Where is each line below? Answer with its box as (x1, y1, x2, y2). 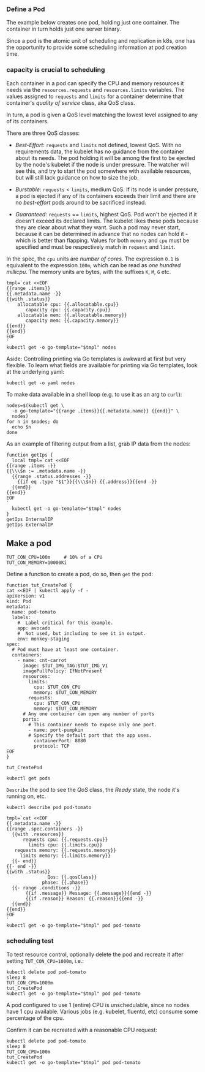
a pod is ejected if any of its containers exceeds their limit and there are (15, 192, 196, 199)
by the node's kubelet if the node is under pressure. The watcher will (15, 161, 189, 168)
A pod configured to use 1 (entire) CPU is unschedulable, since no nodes (6, 1001, 190, 1008)
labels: (12, 615, 32, 621)
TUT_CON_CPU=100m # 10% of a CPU (6, 554, 103, 561)
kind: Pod (6, 598, 32, 605)
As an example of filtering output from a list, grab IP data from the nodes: (6, 440, 191, 447)
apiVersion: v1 (6, 593, 45, 599)
